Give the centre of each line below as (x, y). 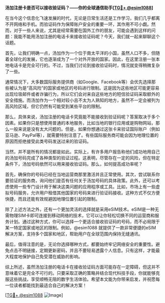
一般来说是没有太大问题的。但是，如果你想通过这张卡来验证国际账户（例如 (84, 129)
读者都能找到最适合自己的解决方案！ (50, 285)
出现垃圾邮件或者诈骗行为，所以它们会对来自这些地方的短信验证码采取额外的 (82, 94)
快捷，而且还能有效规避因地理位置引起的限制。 (52, 199)
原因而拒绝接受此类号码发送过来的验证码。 (48, 141)
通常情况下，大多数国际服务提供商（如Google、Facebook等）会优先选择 (78, 82)
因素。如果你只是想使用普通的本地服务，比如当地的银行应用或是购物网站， (80, 123)
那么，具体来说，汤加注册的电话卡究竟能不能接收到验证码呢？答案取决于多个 (82, 117)
